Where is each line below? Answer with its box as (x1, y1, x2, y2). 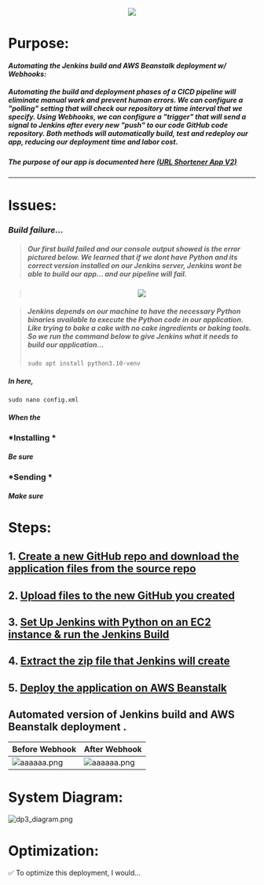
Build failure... (8, 225, 64, 236)
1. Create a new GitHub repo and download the (8, 550, 240, 564)
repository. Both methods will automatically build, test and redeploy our (8, 129, 249, 138)
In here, (8, 376, 34, 385)
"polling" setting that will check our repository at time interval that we (8, 104, 243, 113)
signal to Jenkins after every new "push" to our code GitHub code (8, 120, 229, 130)
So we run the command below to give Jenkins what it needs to (27, 331, 238, 341)
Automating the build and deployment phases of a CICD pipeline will (8, 87, 236, 97)
